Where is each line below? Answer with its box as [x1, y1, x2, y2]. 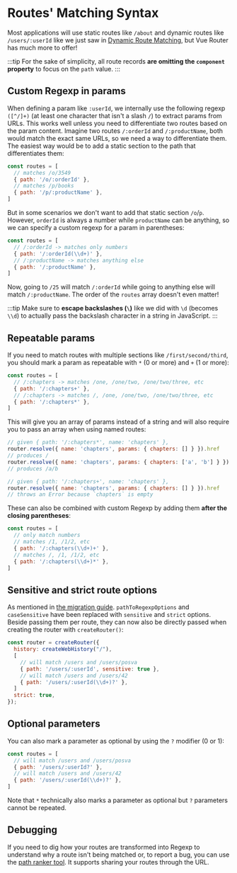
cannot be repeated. [7, 804, 67, 812]
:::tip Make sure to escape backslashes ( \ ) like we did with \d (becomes [7, 304, 219, 313]
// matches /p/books [13, 183, 74, 190]
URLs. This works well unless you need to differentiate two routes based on [7, 119, 228, 127]
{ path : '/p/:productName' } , [13, 189, 103, 196]
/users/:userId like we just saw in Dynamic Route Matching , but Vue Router [7, 35, 229, 44]
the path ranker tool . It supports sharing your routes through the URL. [7, 857, 209, 866]
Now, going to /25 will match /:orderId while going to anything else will [7, 283, 216, 291]
